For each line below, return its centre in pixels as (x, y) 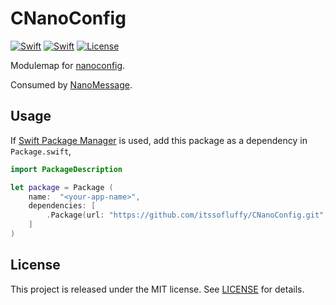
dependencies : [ (62, 206)
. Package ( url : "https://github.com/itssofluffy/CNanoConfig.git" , (187, 215)
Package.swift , (41, 151)
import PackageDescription (66, 169)
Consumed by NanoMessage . (71, 84)
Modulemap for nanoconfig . (68, 65)
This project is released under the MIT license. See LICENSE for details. (157, 289)
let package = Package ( (62, 187)
